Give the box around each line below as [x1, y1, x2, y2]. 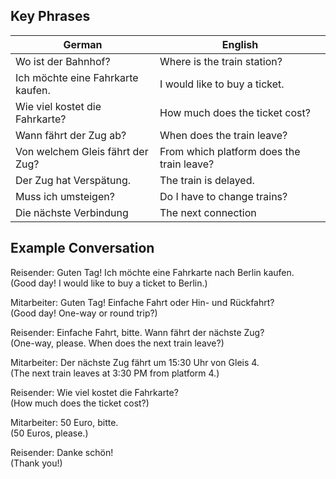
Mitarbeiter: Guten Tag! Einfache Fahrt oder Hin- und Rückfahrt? [10, 296, 275, 308]
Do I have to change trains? [159, 189, 288, 203]
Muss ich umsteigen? [15, 189, 115, 203]
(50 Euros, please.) [10, 427, 89, 439]
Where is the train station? [159, 54, 283, 68]
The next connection [159, 205, 257, 219]
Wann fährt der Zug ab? [15, 128, 127, 142]
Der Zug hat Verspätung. [15, 173, 132, 187]
